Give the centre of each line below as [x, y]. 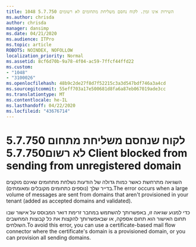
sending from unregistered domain [94, 165]
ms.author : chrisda [30, 17]
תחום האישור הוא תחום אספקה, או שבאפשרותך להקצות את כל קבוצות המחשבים [96, 219]
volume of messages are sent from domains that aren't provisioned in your [97, 195]
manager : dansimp [28, 28]
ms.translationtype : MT [36, 94]
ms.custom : [20, 67]
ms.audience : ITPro [30, 39]
